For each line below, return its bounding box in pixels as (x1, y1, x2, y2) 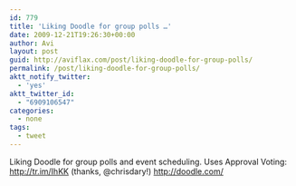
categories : (9, 106, 54, 115)
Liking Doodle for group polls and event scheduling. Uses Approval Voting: (9, 156, 288, 167)
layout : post (9, 47, 59, 56)
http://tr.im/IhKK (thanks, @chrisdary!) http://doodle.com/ (9, 165, 224, 177)
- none (17, 114, 43, 123)
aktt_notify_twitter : (9, 73, 91, 82)
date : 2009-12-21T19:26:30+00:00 (9, 30, 136, 39)
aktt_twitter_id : (9, 89, 75, 98)
